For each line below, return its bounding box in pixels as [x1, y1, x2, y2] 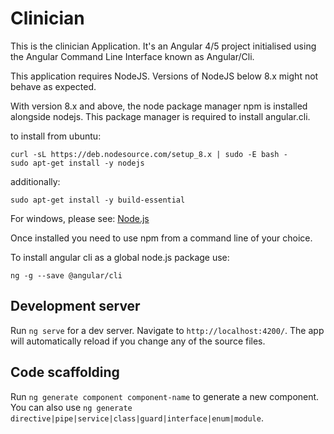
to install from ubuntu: [10, 130, 102, 142]
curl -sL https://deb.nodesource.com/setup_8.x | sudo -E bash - [10, 149, 288, 159]
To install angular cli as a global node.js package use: [10, 251, 230, 263]
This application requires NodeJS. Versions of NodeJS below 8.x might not [10, 70, 319, 82]
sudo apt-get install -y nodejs [10, 158, 145, 168]
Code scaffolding [10, 364, 120, 381]
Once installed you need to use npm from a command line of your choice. [10, 232, 313, 244]
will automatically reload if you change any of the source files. [10, 335, 266, 347]
